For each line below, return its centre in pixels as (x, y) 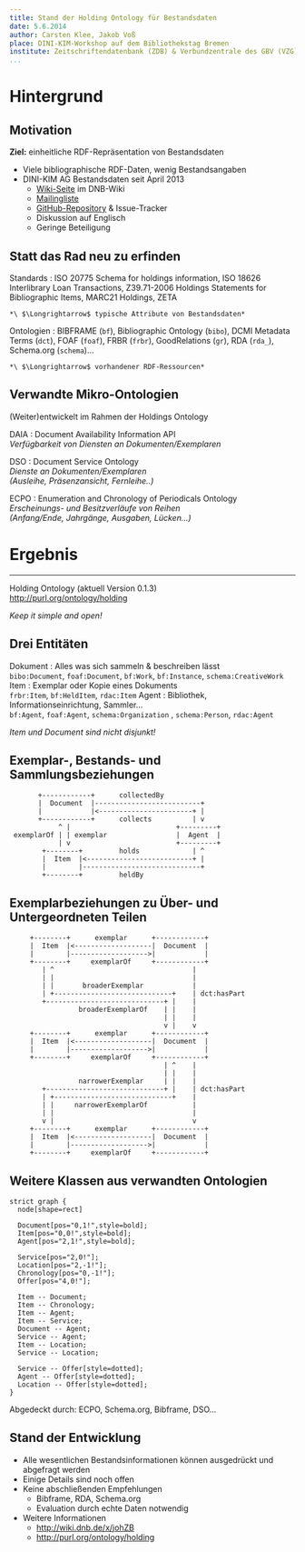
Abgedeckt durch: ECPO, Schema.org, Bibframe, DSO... (113, 1409)
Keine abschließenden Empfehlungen (93, 1488)
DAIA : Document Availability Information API (93, 434)
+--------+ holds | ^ (123, 851)
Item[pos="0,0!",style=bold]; (74, 1233)
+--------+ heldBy (93, 875)
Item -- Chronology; (56, 1305)
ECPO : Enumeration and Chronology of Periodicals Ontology (123, 498)
